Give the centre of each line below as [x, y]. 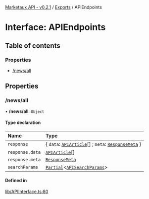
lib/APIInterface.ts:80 [27, 192]
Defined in [16, 181]
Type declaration [23, 123]
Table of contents [33, 46]
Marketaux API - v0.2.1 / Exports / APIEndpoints [54, 7]
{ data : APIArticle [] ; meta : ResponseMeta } [93, 144]
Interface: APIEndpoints [55, 27]
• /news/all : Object [25, 111]
